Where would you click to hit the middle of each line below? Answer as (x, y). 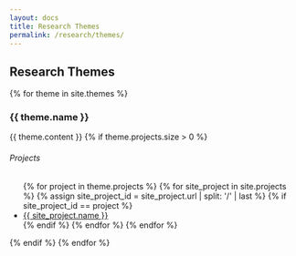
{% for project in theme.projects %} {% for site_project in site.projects (154, 186)
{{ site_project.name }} (65, 215)
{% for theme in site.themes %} (69, 94)
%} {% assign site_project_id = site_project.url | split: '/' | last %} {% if (154, 196)
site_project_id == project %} (78, 205)
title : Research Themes (55, 26)
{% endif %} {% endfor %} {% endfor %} (100, 225)
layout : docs (34, 18)
